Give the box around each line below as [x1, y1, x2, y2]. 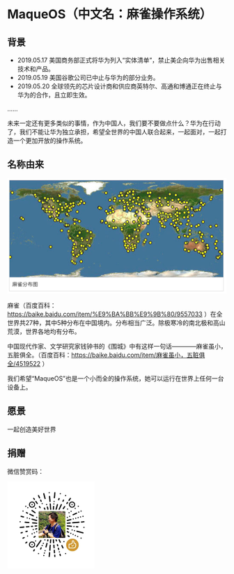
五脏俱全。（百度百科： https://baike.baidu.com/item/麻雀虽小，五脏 [7, 351, 199, 359]
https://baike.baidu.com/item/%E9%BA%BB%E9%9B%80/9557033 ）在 [7, 310, 217, 319]
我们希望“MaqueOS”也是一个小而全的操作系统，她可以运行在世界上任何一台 [7, 374, 224, 383]
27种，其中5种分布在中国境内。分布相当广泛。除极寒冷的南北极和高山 [25, 319, 226, 327]
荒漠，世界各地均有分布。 [7, 328, 81, 336]
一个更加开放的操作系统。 [13, 136, 87, 145]
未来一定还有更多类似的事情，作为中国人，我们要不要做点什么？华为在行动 [7, 119, 221, 127]
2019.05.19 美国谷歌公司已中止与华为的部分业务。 [17, 74, 159, 81]
